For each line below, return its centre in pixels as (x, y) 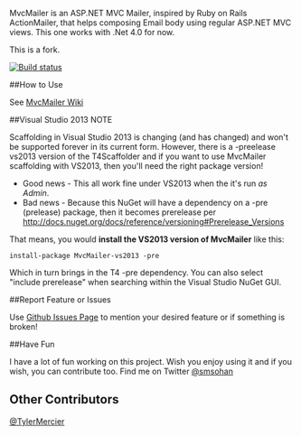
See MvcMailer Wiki (47, 102)
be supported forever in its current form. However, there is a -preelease (142, 147)
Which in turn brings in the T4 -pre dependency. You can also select (136, 273)
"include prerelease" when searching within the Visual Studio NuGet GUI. (146, 282)
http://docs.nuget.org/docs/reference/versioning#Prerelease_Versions (153, 222)
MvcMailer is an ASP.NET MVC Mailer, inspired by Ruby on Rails (128, 13)
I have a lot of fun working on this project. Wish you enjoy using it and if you (150, 362)
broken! (24, 327)
